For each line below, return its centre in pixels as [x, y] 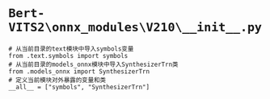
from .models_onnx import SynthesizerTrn [79, 71]
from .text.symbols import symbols [68, 56]
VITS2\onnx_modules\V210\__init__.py [135, 28]
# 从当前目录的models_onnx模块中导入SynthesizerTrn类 [93, 64]
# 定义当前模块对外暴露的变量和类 [57, 80]
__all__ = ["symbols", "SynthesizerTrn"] [79, 87]
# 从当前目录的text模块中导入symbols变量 [71, 49]
